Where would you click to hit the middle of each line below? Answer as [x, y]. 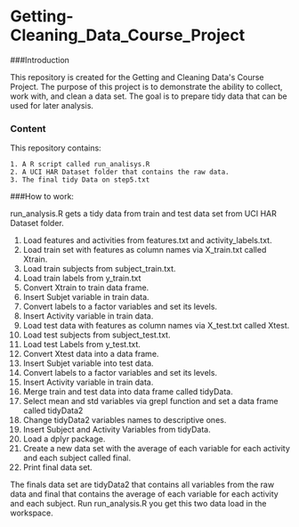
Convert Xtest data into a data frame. [91, 354]
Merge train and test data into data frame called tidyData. [128, 392]
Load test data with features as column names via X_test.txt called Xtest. [156, 326]
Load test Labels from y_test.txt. [82, 345]
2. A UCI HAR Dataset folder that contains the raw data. [120, 172]
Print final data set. [57, 467]
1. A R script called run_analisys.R [80, 165]
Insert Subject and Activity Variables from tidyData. [117, 430]
